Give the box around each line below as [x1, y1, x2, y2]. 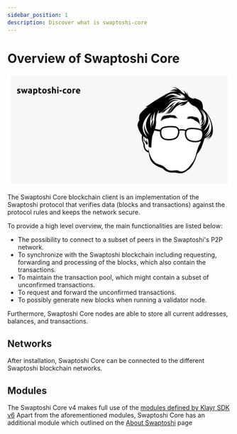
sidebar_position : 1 [7, 11, 69, 18]
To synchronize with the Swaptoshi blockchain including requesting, [17, 250, 217, 259]
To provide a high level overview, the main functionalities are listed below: [7, 222, 223, 230]
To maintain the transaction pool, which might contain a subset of [17, 273, 209, 282]
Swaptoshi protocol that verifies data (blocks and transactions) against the [7, 201, 226, 209]
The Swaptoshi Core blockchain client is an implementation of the [7, 193, 199, 201]
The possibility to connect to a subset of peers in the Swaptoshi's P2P [17, 235, 224, 244]
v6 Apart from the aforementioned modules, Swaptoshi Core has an [7, 411, 206, 420]
